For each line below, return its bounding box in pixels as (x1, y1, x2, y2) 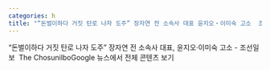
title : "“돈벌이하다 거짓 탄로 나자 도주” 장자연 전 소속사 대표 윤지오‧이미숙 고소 (8, 19, 252, 27)
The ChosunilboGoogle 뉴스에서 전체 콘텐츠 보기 (18, 52, 174, 62)
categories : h (8, 11, 56, 20)
